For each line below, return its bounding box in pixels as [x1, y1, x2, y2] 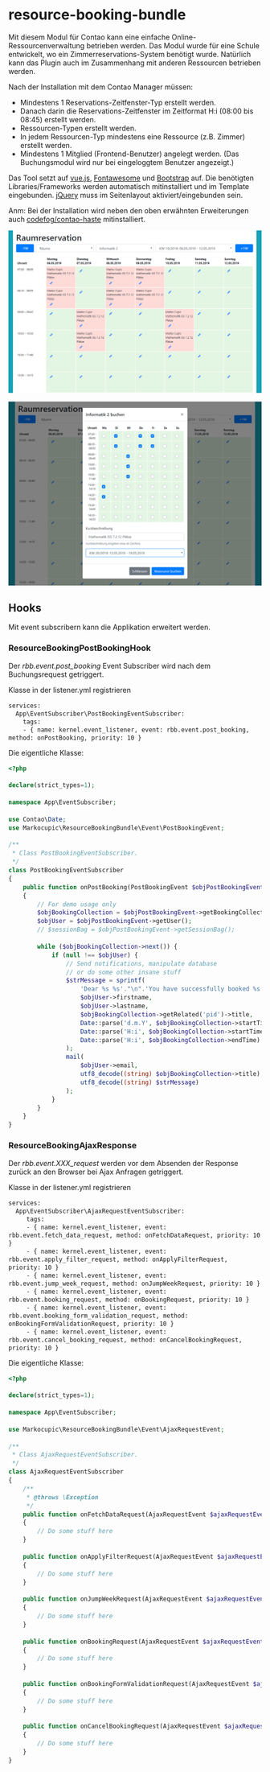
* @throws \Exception [26, 1493, 99, 1502]
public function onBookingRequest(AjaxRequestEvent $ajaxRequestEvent [22, 1638, 264, 1646]
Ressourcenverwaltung [8, 40, 85, 50]
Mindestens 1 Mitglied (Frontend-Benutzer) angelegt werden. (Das [19, 149, 239, 159]
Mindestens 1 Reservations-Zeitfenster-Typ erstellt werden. [19, 97, 217, 107]
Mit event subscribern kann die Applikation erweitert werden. [8, 622, 211, 633]
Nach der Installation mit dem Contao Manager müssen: [8, 82, 193, 92]
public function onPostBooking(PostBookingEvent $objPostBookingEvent [22, 883, 264, 891]
